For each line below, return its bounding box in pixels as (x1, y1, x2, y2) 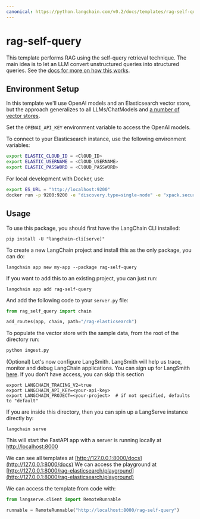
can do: (6, 252, 25, 259)
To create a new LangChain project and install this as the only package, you (6, 246, 192, 254)
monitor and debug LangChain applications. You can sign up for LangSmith (6, 364, 190, 372)
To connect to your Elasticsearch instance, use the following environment (6, 135, 186, 143)
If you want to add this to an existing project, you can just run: (6, 274, 158, 282)
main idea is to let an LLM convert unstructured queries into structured (6, 60, 180, 67)
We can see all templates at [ (6, 455, 77, 462)
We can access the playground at (74, 461, 157, 468)
